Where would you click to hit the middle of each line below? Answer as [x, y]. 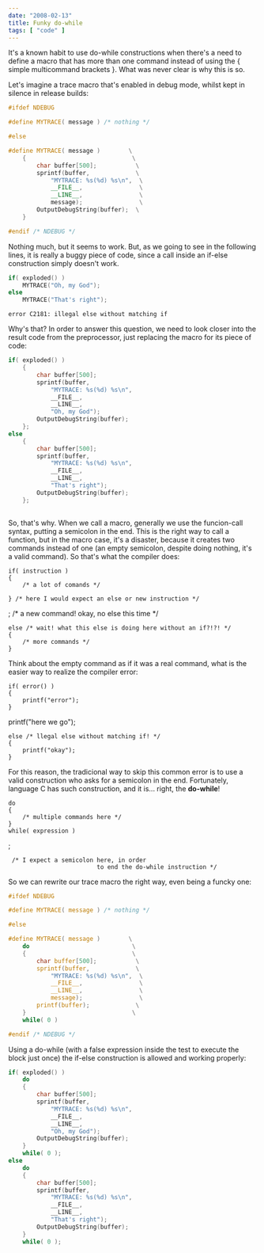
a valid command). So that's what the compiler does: [94, 556]
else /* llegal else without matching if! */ [84, 736]
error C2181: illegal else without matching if [88, 314]
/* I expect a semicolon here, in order [79, 860]
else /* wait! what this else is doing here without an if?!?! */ [120, 628]
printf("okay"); [49, 750]
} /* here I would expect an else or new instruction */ [104, 599]
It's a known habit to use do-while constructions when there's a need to [125, 53]
